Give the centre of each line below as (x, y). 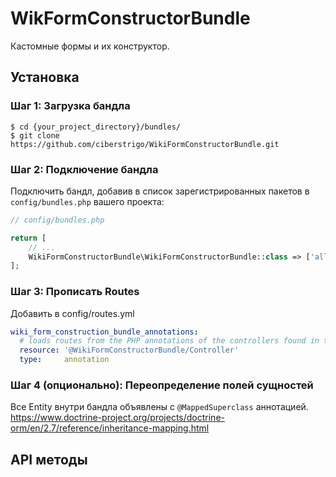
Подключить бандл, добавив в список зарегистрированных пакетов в (160, 191)
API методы (49, 459)
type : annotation (64, 360)
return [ (28, 238)
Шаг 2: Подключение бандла (84, 169)
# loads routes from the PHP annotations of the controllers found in (169, 341)
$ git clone (35, 135)
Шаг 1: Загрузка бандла (70, 106)
